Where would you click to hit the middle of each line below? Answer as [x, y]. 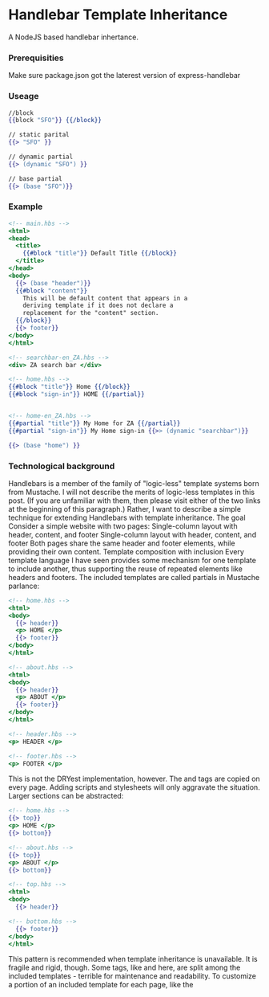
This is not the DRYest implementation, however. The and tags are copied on [134, 779]
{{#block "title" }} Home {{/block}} [69, 387]
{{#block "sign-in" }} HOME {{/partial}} [77, 394]
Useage [24, 96]
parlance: [24, 586]
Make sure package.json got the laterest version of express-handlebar [124, 76]
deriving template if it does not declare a [98, 306]
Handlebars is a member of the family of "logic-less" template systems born [134, 483]
